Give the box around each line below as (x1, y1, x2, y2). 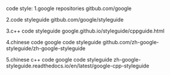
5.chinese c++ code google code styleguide (6, 56, 113, 63)
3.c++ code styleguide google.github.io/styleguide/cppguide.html (6, 27, 165, 34)
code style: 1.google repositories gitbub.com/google (6, 5, 132, 12)
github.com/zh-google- (102, 39, 159, 45)
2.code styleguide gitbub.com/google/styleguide (6, 16, 124, 23)
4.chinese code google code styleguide (6, 39, 102, 45)
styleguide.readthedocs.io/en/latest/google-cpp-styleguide (6, 62, 150, 69)
